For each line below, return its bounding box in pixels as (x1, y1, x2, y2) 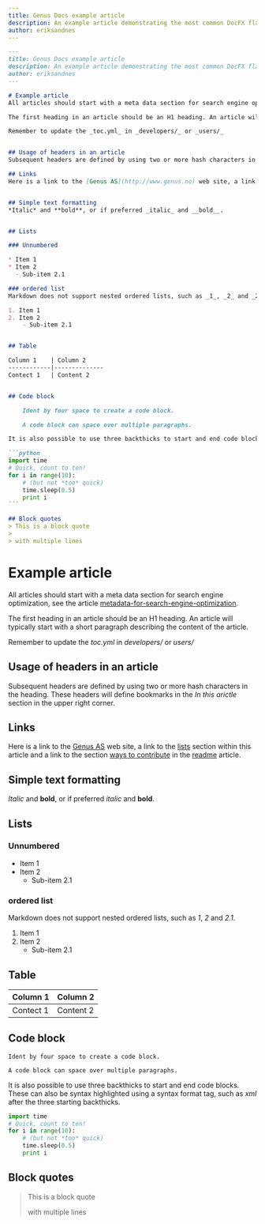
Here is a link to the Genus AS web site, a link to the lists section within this (8, 742, 252, 751)
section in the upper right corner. (8, 698, 116, 707)
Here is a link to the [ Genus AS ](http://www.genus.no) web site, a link (8, 177, 256, 186)
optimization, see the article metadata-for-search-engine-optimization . (8, 598, 239, 608)
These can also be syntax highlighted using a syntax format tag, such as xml (8, 1088, 257, 1098)
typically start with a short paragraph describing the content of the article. (8, 622, 249, 631)
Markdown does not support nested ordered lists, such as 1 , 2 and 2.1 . (8, 913, 236, 923)
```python (8, 450, 41, 458)
